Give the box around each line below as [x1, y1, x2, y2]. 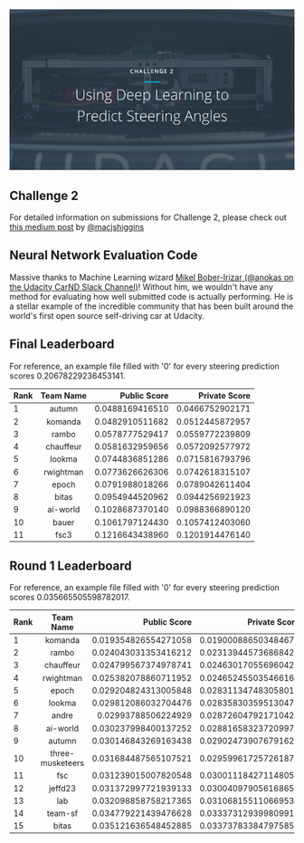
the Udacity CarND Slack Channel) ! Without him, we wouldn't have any [9, 281, 274, 292]
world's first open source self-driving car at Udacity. [9, 310, 205, 321]
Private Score [198, 390, 252, 401]
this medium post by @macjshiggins [9, 221, 145, 232]
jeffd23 [48, 782, 77, 793]
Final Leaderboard [9, 337, 115, 352]
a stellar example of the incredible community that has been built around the [9, 301, 294, 311]
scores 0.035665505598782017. [9, 592, 130, 603]
